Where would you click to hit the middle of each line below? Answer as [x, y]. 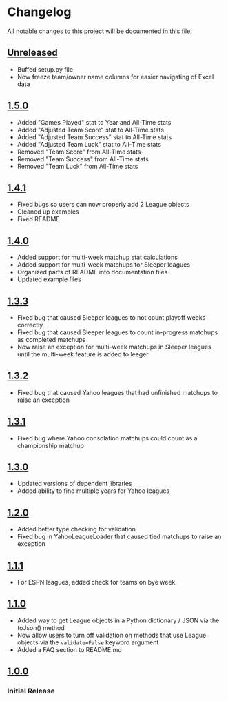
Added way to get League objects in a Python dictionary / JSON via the [118, 620]
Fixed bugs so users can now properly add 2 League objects [103, 205]
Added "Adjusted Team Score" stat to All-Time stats [90, 130]
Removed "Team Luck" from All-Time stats [77, 166]
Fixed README [38, 219]
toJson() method [41, 627]
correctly [30, 325]
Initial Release [31, 691]
